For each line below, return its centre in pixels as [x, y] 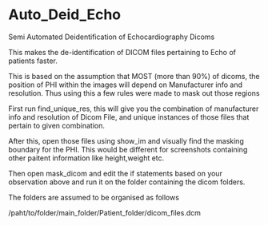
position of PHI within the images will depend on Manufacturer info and [125, 85]
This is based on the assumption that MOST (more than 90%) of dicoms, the [134, 76]
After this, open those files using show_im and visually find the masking [126, 140]
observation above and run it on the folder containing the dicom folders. [127, 182]
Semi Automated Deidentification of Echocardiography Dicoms [112, 37]
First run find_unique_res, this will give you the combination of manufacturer [134, 109]
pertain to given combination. [57, 125]
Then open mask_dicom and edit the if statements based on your [115, 173]
